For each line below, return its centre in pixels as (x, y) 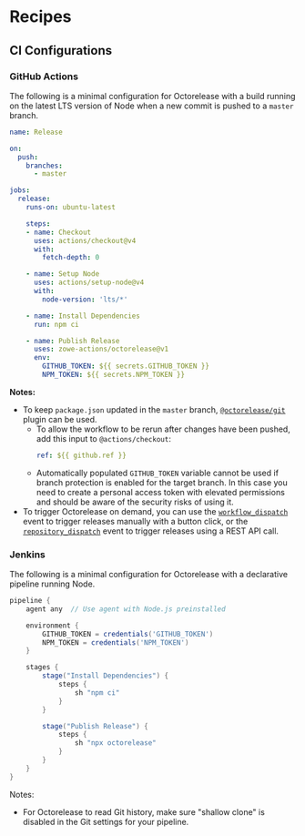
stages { (42, 668)
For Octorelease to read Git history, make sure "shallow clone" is (144, 811)
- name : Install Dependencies (83, 316)
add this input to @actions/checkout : (103, 438)
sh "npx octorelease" (115, 743)
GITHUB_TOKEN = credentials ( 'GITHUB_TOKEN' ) (128, 634)
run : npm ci (56, 324)
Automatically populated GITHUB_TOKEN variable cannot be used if (158, 473)
